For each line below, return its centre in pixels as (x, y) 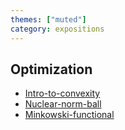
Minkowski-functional (69, 115)
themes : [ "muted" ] (48, 19)
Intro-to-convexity (62, 93)
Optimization (51, 69)
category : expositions (57, 29)
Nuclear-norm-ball (63, 104)
